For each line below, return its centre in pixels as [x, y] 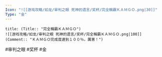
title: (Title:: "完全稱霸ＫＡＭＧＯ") [43, 29]
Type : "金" [16, 14]
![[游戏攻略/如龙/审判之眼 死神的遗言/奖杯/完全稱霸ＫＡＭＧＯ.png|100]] [74, 34]
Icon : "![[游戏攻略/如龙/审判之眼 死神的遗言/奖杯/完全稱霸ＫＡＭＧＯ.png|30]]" [81, 10]
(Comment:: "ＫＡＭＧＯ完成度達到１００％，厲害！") [54, 39]
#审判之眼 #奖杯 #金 [26, 49]
